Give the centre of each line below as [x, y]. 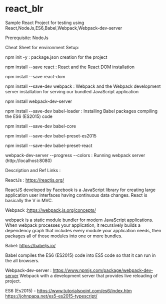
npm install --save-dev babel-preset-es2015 [51, 135]
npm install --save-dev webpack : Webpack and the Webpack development [83, 86]
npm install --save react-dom [35, 76]
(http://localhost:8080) [29, 161]
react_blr [24, 9]
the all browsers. [22, 260]
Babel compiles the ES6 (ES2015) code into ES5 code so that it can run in [80, 255]
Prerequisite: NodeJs [27, 38]
